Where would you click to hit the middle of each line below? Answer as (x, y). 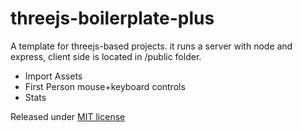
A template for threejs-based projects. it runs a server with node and (151, 46)
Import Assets (53, 76)
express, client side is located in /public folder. (106, 56)
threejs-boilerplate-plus (112, 18)
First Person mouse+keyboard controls (105, 86)
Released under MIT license (68, 116)
